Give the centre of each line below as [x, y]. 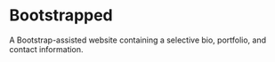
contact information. [46, 49]
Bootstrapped [61, 15]
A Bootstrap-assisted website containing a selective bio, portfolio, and [138, 40]
